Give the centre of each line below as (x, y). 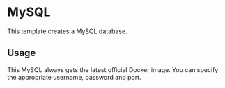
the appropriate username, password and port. (74, 77)
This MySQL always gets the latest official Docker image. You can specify (113, 69)
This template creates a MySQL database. (67, 31)
